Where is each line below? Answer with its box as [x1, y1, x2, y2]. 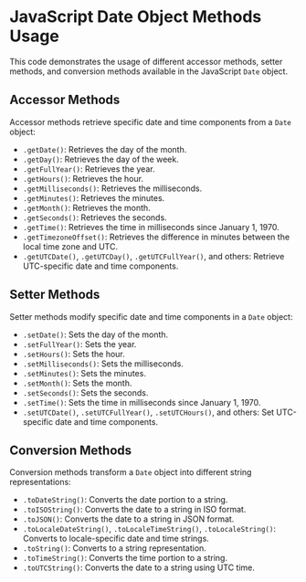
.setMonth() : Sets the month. [22, 377, 132, 388]
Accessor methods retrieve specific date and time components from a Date [9, 116, 292, 127]
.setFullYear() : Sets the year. [22, 338, 137, 349]
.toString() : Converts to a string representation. [22, 543, 207, 554]
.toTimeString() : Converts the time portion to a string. [22, 553, 228, 564]
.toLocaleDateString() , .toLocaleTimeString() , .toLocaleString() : [22, 524, 277, 534]
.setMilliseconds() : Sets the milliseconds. [22, 358, 185, 369]
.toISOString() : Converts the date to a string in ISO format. [22, 504, 247, 515]
